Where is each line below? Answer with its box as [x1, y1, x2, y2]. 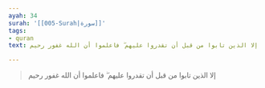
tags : [8, 26, 26, 34]
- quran [8, 34, 35, 42]
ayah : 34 [8, 11, 38, 20]
